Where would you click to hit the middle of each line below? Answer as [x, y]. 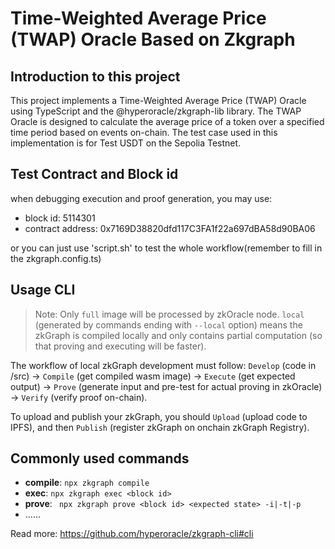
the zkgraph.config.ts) [56, 258]
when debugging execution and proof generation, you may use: [141, 198]
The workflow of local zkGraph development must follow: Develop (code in [163, 365]
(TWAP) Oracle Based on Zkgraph [153, 39]
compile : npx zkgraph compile [87, 483]
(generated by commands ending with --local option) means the [168, 324]
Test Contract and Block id [94, 174]
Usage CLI [43, 290]
